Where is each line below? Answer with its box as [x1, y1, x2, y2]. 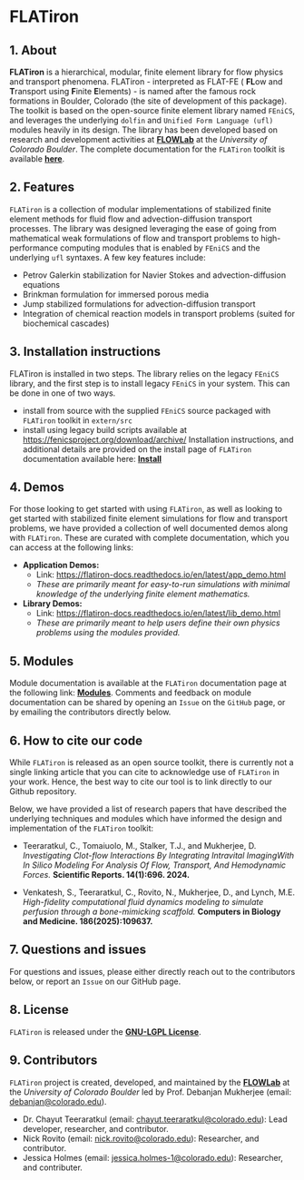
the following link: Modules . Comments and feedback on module [9, 687, 252, 698]
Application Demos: [22, 560, 100, 571]
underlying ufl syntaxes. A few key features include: [9, 251, 206, 262]
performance [9, 242, 59, 253]
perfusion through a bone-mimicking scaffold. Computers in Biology [22, 906, 281, 918]
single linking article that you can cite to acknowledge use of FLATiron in [9, 767, 279, 778]
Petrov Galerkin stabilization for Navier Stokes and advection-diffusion [22, 270, 287, 280]
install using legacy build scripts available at [22, 424, 188, 435]
